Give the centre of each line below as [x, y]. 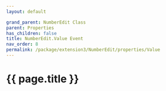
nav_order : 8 [22, 44]
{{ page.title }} [43, 79]
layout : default [26, 12]
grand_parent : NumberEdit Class [46, 22]
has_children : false [32, 33]
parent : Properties [30, 28]
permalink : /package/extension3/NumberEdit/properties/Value [83, 50]
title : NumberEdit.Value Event [45, 39]
